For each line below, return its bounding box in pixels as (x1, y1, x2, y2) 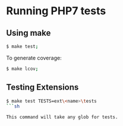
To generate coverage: (6, 54, 62, 61)
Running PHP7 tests (6, 4, 106, 18)
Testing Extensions (6, 82, 79, 93)
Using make (6, 28, 51, 38)
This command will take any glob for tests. (6, 114, 118, 120)
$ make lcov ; (6, 65, 39, 72)
